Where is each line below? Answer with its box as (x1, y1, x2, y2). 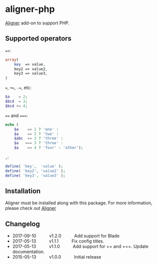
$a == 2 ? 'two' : (14, 131, 59, 136)
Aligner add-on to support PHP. (5, 20, 70, 26)
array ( (5, 57, 19, 62)
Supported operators (5, 34, 72, 43)
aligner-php (5, 3, 55, 15)
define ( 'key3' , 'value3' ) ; (5, 173, 66, 178)
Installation (5, 187, 41, 195)
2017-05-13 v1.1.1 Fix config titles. (12, 238, 104, 244)
